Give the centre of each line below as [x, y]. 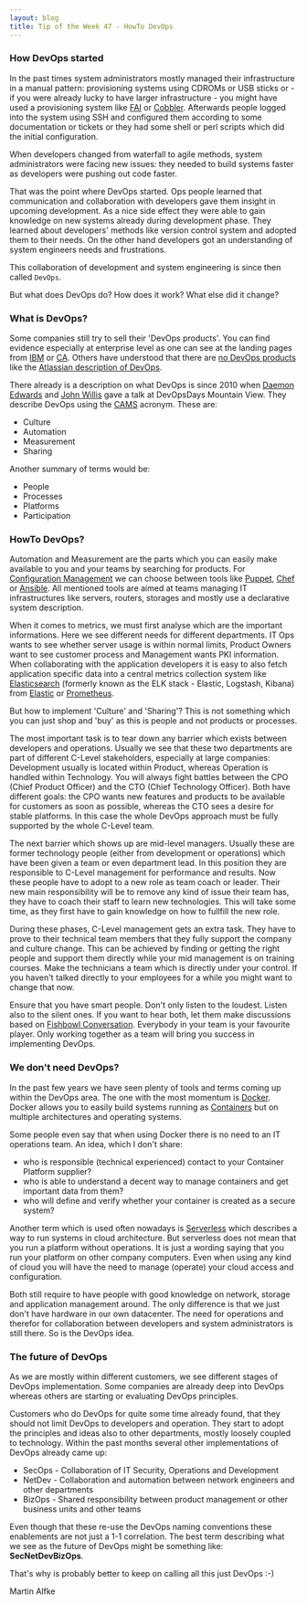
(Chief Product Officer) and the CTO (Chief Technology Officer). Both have [150, 787]
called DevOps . [36, 277]
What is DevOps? [49, 318]
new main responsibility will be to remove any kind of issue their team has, [149, 892]
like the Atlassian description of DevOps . [86, 367]
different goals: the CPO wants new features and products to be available [148, 797]
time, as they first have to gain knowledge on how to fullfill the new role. [145, 912]
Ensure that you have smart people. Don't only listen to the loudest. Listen [148, 1005]
